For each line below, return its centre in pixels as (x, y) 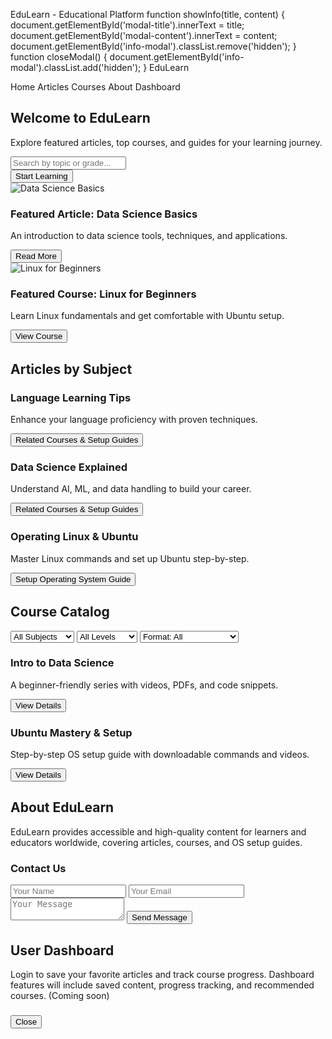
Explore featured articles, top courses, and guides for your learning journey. (166, 142)
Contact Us (38, 868)
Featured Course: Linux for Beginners (103, 294)
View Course (39, 336)
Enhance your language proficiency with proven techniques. (134, 420)
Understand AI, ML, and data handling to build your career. (131, 489)
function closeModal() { (59, 57)
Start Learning (41, 175)
